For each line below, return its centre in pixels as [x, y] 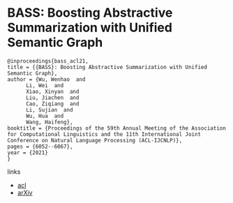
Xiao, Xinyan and [52, 91]
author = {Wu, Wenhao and [46, 79]
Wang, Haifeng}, [49, 122]
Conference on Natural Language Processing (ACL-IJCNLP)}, [95, 140]
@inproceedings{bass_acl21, [48, 61]
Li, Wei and [45, 85]
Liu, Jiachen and [52, 98]
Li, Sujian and [49, 110]
